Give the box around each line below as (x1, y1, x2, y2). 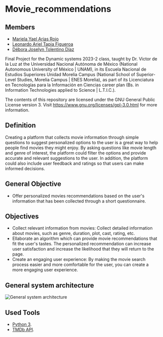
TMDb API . (12, 327, 34, 333)
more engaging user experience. (12, 267, 78, 273)
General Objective (5, 180, 62, 188)
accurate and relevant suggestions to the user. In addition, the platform (5, 155, 148, 161)
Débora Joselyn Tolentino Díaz (12, 47, 74, 52)
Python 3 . (12, 321, 32, 327)
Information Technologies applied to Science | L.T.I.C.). (5, 87, 116, 93)
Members (5, 23, 35, 31)
